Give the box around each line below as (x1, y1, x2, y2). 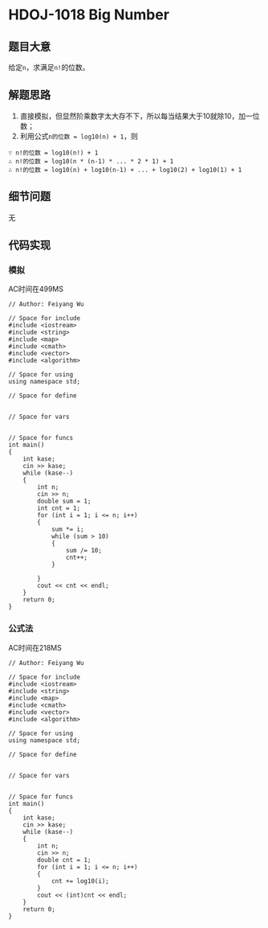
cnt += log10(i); (51, 877, 110, 885)
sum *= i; (51, 525, 84, 534)
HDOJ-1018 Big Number (8, 6, 170, 24)
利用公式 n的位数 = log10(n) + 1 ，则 (19, 131, 139, 141)
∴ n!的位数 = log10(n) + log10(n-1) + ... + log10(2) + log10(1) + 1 (8, 166, 242, 174)
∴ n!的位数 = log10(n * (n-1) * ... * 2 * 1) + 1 (8, 157, 174, 166)
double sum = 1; (37, 497, 91, 506)
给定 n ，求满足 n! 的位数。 (8, 63, 90, 72)
